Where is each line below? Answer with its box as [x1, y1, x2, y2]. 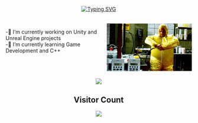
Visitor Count [73, 95, 124, 105]
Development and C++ [5, 47, 61, 54]
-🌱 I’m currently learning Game [5, 41, 81, 48]
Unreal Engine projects [5, 35, 61, 41]
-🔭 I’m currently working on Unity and [5, 28, 97, 35]
